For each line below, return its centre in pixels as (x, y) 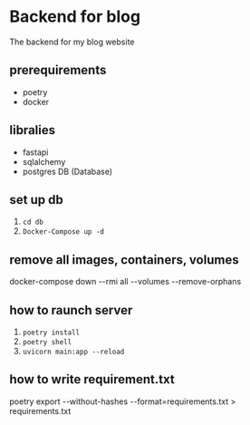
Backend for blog (75, 17)
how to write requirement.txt (92, 379)
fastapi (35, 152)
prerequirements (58, 70)
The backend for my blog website (72, 42)
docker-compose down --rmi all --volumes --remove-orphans (125, 282)
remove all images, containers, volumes (124, 260)
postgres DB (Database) (67, 171)
